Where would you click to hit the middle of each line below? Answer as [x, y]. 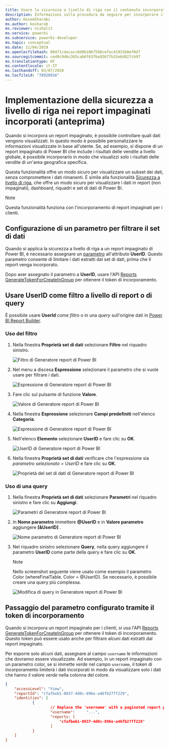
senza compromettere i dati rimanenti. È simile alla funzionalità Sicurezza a [83, 177]
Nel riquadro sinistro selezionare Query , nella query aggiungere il [80, 547]
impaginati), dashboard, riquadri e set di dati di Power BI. [64, 188]
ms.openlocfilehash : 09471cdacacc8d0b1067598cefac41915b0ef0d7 [73, 52]
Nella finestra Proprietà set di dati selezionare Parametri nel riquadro [84, 497]
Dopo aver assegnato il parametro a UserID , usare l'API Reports [71, 274]
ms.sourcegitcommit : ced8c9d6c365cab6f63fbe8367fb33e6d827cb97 [73, 57]
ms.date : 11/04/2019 [27, 47]
